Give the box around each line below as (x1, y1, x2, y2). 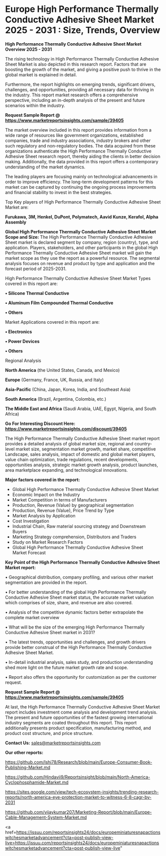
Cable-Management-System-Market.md (5, 814, 87, 820)
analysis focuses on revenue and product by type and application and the (5, 260, 155, 266)
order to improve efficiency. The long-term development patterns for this (5, 179, 153, 185)
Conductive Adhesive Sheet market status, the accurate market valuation (5, 594, 154, 600)
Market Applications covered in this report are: (5, 319, 100, 325)
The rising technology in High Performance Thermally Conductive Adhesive (5, 56, 159, 62)
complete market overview (5, 614, 59, 620)
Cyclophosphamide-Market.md (5, 779, 69, 785)
